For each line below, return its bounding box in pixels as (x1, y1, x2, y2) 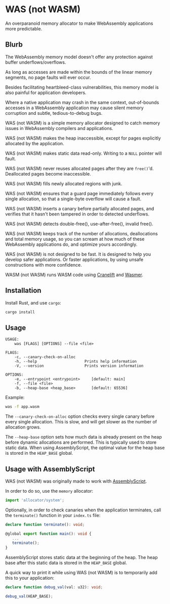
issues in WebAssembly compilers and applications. (5, 125, 113, 131)
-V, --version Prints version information (14, 363, 144, 369)
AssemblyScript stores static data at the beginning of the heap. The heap (5, 554, 158, 560)
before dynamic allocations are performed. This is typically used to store (5, 439, 157, 446)
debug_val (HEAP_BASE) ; (5, 594, 53, 599)
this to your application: (5, 575, 55, 581)
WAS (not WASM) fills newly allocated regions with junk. (5, 181, 122, 187)
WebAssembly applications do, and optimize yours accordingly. (5, 241, 138, 247)
